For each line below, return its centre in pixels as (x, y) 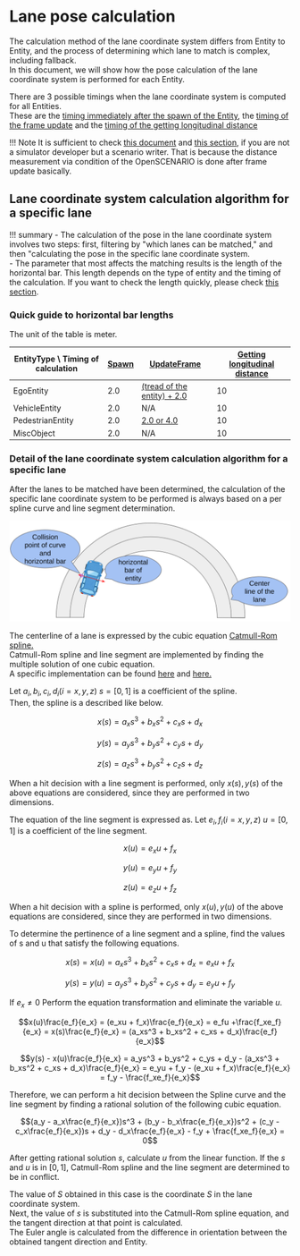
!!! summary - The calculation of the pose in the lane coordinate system (141, 234)
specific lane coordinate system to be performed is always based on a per (146, 499)
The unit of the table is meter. (63, 335)
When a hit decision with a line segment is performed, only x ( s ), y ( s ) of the (146, 783)
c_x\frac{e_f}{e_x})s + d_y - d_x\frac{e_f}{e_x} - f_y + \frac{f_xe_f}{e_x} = (150, 1131)
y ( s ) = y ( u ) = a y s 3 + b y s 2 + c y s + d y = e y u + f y (150, 983)
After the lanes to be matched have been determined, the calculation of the (147, 489)
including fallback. (43, 60)
